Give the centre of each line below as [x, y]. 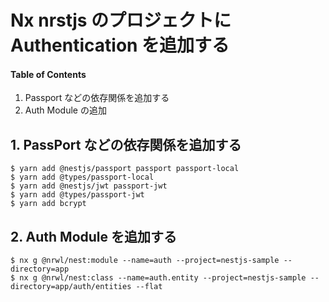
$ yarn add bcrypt [48, 204]
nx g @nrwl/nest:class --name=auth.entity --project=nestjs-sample [163, 278]
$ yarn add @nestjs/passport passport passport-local [125, 169]
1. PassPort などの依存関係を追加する [126, 144]
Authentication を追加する [120, 45]
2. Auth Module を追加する [94, 236]
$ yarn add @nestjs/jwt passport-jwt [89, 186]
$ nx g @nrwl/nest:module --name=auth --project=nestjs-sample [145, 261]
